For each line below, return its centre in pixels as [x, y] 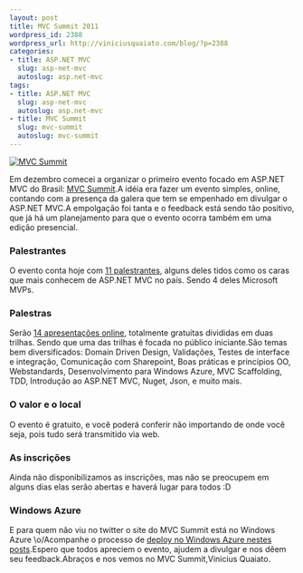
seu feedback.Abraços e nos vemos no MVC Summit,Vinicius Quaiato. [140, 559]
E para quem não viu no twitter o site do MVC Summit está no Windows [142, 530]
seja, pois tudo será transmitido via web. [85, 434]
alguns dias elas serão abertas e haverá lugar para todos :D [120, 487]
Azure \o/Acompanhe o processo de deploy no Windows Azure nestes [141, 539]
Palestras [31, 314]
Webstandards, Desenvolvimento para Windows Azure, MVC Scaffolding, [146, 372]
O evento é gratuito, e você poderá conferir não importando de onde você [147, 424]
